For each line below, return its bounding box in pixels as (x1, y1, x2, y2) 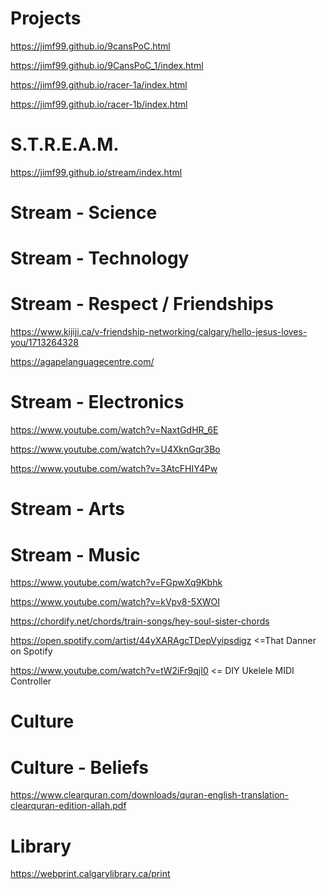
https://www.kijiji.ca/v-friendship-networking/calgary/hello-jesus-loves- (10, 326, 308, 338)
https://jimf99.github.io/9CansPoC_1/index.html (10, 59, 204, 71)
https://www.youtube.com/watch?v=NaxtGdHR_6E (10, 424, 219, 436)
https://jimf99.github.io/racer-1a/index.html (10, 78, 188, 91)
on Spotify (10, 645, 53, 657)
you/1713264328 (10, 337, 79, 349)
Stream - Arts (10, 498, 126, 521)
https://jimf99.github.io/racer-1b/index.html (10, 98, 188, 110)
